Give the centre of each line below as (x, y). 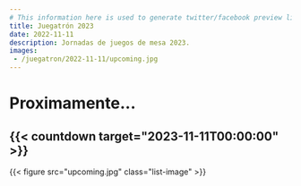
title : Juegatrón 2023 (52, 26)
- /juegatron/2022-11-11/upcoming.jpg (86, 59)
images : (24, 51)
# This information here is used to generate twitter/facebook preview (146, 17)
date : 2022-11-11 (42, 34)
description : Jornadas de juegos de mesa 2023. (100, 42)
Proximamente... (73, 103)
